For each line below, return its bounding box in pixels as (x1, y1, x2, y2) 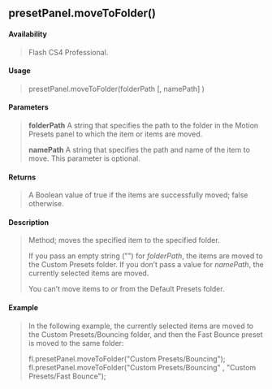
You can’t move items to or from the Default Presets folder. (28, 284, 225, 294)
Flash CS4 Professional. (28, 47, 109, 57)
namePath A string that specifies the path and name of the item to (28, 145, 250, 154)
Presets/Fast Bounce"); (28, 371, 106, 381)
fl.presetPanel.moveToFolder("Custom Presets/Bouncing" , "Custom (28, 362, 257, 372)
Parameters (8, 102, 49, 112)
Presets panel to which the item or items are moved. (28, 129, 203, 139)
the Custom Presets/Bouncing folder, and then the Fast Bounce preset (28, 329, 263, 339)
